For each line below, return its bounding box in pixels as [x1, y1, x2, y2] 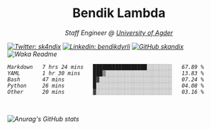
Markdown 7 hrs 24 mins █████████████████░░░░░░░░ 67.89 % [7, 63, 204, 70]
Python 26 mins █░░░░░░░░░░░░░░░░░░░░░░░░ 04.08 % [7, 82, 204, 90]
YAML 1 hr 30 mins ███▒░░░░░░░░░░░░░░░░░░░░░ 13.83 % [7, 70, 204, 77]
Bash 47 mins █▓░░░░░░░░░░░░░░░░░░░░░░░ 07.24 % [7, 76, 204, 83]
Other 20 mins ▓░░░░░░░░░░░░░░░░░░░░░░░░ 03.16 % [7, 88, 204, 95]
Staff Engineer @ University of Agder [64, 28, 173, 37]
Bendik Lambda [72, 5, 166, 21]
